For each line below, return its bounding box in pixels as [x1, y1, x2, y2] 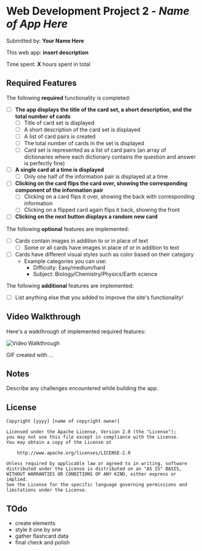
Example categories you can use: [24, 257, 107, 264]
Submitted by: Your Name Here [6, 37, 84, 44]
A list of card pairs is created [24, 132, 96, 140]
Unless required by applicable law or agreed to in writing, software [6, 461, 188, 467]
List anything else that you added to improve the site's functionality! [14, 293, 184, 301]
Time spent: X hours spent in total [6, 60, 90, 68]
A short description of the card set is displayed [24, 126, 140, 133]
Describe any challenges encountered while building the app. [6, 385, 159, 392]
